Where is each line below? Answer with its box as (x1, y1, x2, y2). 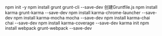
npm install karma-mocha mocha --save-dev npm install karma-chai (14, 15, 150, 20)
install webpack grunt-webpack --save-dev (5, 25, 92, 31)
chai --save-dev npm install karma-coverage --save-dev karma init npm (5, 20, 149, 26)
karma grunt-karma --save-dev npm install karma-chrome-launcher (5, 10, 141, 16)
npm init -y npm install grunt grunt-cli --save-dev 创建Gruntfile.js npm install (5, 4, 158, 10)
